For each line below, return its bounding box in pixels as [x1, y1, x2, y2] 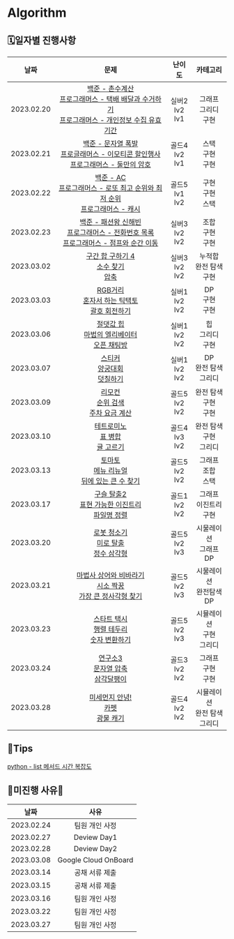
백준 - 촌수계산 [86, 84, 134, 93]
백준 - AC [95, 173, 127, 182]
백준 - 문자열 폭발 [82, 139, 139, 148]
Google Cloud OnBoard [57, 855, 134, 864]
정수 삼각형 [93, 549, 128, 558]
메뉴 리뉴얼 [93, 466, 128, 475]
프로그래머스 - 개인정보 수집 [59, 115, 148, 125]
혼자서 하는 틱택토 [82, 296, 139, 305]
